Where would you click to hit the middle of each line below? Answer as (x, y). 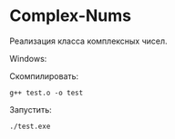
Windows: (28, 58)
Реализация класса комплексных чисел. (88, 41)
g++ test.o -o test (46, 93)
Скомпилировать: (44, 76)
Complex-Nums (71, 16)
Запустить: (31, 109)
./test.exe (30, 126)
